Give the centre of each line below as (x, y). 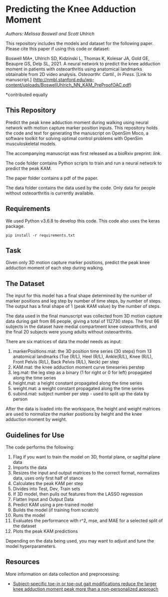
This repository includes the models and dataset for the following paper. (80, 43)
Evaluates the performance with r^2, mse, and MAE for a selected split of (88, 520)
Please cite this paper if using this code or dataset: (58, 48)
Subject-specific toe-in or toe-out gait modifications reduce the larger (85, 583)
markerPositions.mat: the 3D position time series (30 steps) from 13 (82, 351)
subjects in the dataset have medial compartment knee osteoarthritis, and (82, 326)
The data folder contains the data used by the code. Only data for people (81, 187)
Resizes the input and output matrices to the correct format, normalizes (86, 473)
